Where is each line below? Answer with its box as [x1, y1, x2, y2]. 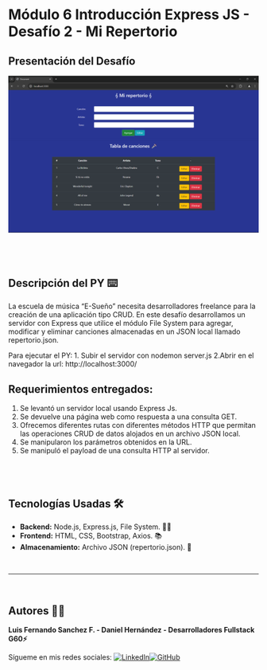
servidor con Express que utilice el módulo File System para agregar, [8, 319, 234, 328]
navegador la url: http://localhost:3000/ [8, 359, 137, 369]
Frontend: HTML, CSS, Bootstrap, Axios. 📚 [19, 531, 163, 541]
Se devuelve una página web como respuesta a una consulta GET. [19, 412, 238, 421]
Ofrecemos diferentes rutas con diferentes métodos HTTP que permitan [19, 421, 257, 430]
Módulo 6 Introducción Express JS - [8, 6, 250, 24]
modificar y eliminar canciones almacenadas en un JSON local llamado [8, 327, 241, 336]
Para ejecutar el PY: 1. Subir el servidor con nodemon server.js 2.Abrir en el [8, 351, 254, 360]
